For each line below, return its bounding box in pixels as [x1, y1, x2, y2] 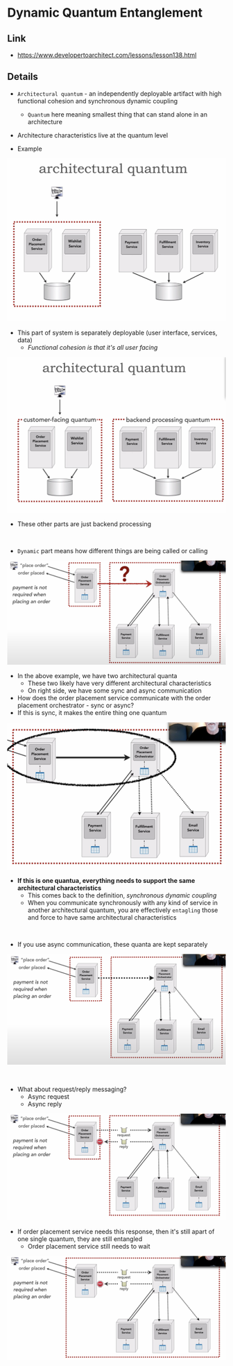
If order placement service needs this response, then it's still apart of [17, 1227, 215, 1236]
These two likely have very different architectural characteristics [27, 679, 212, 687]
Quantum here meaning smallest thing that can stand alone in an [27, 110, 208, 119]
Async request [27, 1093, 69, 1101]
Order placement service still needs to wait [27, 1242, 150, 1250]
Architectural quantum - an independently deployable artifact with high [17, 89, 222, 98]
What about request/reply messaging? [17, 1085, 127, 1094]
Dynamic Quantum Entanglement [7, 5, 203, 21]
